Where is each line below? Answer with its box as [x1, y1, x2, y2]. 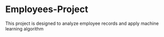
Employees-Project [5, 4, 88, 15]
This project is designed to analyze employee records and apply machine [5, 20, 159, 26]
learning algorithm [5, 25, 44, 31]
